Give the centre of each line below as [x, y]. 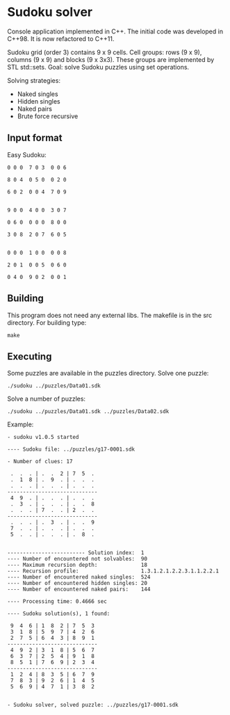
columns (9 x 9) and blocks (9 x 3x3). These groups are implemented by [111, 59]
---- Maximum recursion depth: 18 [77, 565]
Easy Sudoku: [27, 154]
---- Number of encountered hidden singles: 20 [77, 584]
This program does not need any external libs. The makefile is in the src [110, 315]
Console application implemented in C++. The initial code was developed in [115, 31]
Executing [30, 356]
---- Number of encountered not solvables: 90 [77, 559]
